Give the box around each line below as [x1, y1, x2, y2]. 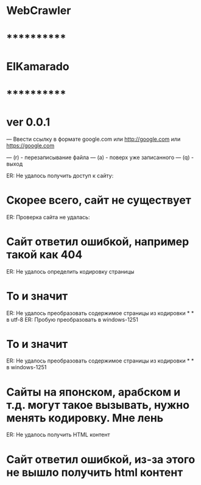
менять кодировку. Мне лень [6, 411, 164, 425]
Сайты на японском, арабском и [6, 385, 181, 399]
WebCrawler [6, 4, 71, 18]
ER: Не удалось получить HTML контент [6, 431, 111, 439]
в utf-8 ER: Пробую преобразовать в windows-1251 [6, 316, 138, 323]
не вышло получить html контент [6, 466, 183, 479]
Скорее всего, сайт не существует [6, 193, 192, 207]
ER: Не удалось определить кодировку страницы [6, 267, 135, 275]
